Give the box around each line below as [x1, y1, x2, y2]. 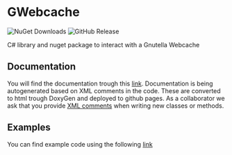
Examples [7, 122, 51, 133]
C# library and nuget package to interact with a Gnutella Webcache [7, 40, 200, 49]
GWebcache [7, 4, 80, 20]
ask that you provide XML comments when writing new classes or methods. [7, 101, 224, 110]
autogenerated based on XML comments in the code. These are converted [7, 86, 221, 95]
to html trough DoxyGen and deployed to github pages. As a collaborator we [7, 94, 225, 102]
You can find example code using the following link [7, 140, 153, 148]
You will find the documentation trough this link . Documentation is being [7, 79, 213, 88]
